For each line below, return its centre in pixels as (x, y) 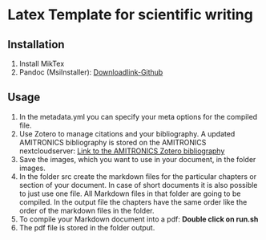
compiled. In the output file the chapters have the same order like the (133, 201)
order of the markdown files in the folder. (87, 210)
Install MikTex (42, 63)
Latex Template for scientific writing (130, 15)
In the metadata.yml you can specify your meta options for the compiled (138, 116)
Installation (36, 45)
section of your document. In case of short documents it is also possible (138, 185)
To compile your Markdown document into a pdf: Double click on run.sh (139, 219)
